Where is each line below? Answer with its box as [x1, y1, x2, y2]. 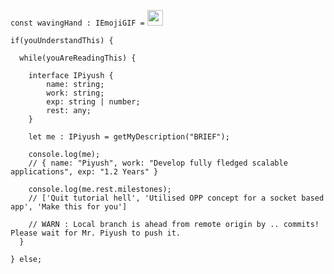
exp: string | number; [46, 97, 141, 107]
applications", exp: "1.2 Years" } [10, 167, 159, 177]
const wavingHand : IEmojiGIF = [10, 18, 145, 28]
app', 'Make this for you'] [10, 202, 128, 212]
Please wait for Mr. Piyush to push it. [10, 228, 182, 238]
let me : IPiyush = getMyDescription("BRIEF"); [28, 132, 230, 142]
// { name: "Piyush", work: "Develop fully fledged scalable [28, 158, 288, 168]
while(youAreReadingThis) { [19, 53, 137, 63]
